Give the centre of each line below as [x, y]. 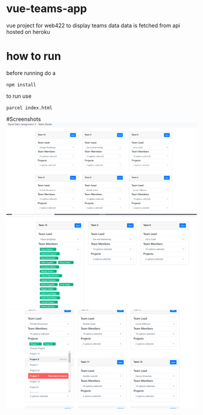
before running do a [31, 73]
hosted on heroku [28, 31]
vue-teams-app [47, 9]
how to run [34, 56]
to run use [19, 96]
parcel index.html [29, 108]
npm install [21, 85]
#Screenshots [24, 119]
